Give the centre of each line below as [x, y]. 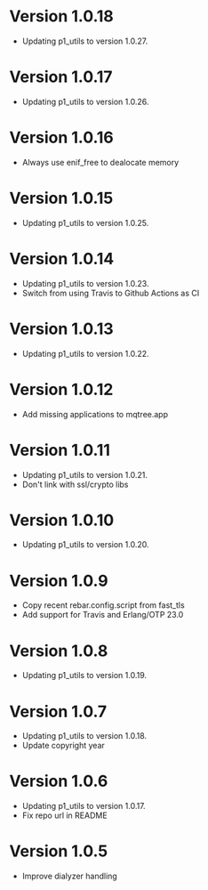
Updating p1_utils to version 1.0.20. [85, 545]
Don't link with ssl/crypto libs [75, 484]
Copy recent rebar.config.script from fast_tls [103, 605]
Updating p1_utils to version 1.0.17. [84, 806]
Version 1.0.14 [62, 259]
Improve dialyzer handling [69, 876]
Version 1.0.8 [59, 651]
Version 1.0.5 [59, 851]
